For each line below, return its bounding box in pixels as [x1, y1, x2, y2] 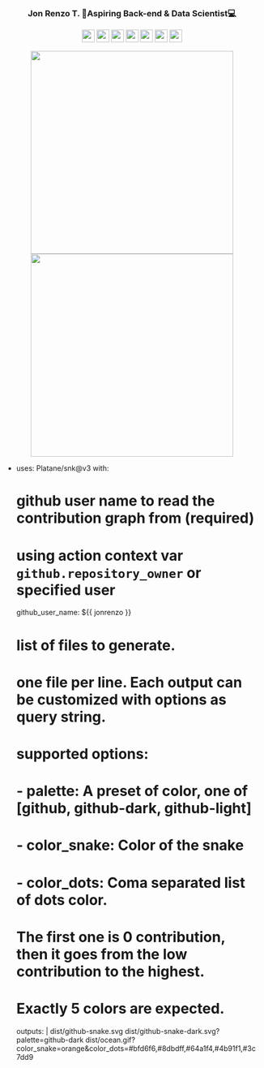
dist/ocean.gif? [85, 1035, 136, 1044]
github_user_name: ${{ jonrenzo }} [15, 608, 132, 618]
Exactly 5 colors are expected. [15, 999, 225, 1018]
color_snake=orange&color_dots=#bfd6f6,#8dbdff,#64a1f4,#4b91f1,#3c [15, 1043, 257, 1053]
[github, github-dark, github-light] [15, 799, 253, 818]
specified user [15, 580, 116, 599]
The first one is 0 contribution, [15, 928, 225, 946]
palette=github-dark [15, 1035, 84, 1044]
